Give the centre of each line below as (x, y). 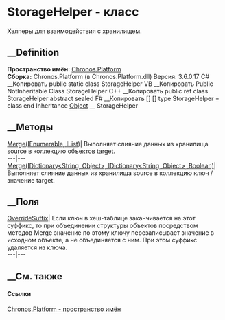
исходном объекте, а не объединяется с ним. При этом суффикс (102, 240)
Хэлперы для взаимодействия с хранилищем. (74, 31)
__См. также (35, 276)
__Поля (23, 202)
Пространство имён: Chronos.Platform (64, 69)
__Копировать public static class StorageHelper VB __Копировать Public (110, 84)
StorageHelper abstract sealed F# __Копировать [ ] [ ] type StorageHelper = (113, 98)
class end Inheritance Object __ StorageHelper (73, 105)
